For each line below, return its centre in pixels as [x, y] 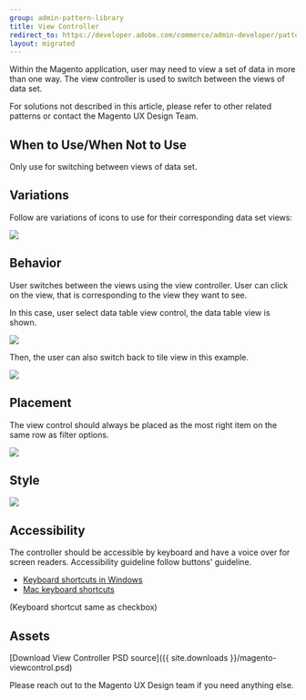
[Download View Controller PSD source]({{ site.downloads [119, 657]
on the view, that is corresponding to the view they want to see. [128, 295]
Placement [41, 403]
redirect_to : [34, 35]
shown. [23, 322]
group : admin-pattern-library [67, 18]
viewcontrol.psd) [41, 667]
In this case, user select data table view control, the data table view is [140, 312]
